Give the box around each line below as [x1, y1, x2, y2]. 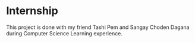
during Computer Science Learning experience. [6, 29, 123, 37]
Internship [6, 4, 58, 18]
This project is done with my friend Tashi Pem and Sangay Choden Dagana [6, 24, 190, 31]
